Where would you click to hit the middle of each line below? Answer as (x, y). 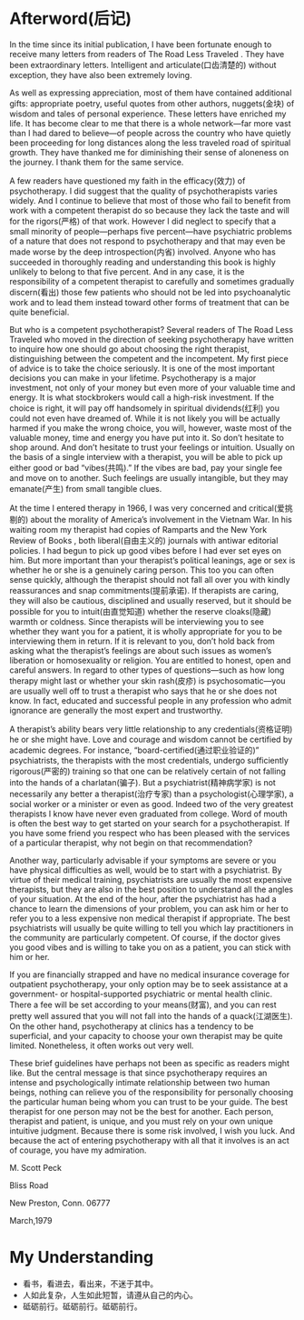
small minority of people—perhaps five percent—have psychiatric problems (151, 231)
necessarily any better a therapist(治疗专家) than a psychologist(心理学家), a (152, 794)
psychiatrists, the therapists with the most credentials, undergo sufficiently (149, 760)
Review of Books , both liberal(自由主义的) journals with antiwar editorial (144, 540)
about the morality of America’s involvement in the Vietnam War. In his (161, 519)
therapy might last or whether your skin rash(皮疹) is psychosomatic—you (147, 680)
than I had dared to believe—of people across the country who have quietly (150, 133)
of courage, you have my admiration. (78, 1150)
